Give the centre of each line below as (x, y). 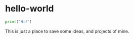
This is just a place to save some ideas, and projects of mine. (67, 31)
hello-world (30, 9)
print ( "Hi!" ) (19, 22)
